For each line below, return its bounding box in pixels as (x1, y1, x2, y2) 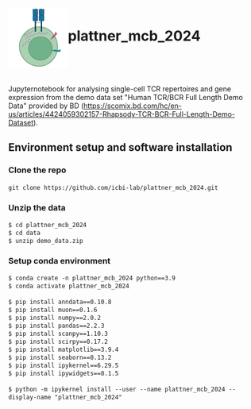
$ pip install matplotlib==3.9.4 (8, 345, 119, 354)
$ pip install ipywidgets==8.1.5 (8, 369, 119, 378)
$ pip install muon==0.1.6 (8, 306, 98, 314)
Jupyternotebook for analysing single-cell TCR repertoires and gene (8, 83, 232, 94)
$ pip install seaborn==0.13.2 (8, 353, 112, 362)
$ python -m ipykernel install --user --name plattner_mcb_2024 (8, 385, 226, 394)
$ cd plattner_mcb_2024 (8, 221, 87, 229)
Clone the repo (8, 164, 67, 176)
